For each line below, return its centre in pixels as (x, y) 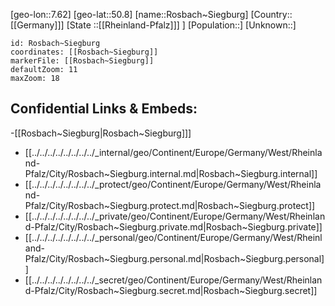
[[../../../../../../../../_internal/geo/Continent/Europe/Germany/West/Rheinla (173, 152)
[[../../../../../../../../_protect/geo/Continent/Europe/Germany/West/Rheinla (173, 184)
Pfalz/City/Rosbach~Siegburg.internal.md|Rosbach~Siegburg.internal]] (171, 173)
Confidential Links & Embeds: (104, 109)
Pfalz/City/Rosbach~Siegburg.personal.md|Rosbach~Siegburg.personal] (174, 258)
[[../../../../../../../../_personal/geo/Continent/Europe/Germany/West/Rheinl (173, 237)
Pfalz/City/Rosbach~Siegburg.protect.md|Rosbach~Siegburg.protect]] (170, 205)
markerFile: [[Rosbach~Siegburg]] (82, 61)
